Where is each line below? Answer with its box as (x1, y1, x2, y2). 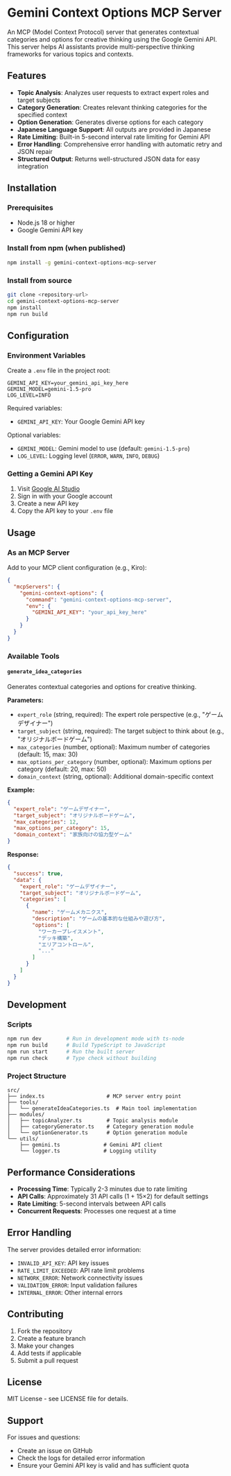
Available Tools (7, 651, 60, 661)
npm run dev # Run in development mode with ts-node (7, 1035, 185, 1043)
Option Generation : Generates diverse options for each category (17, 118, 203, 126)
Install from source (7, 275, 72, 285)
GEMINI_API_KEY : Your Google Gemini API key (17, 417, 145, 426)
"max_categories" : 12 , (13, 818, 79, 826)
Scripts (7, 1020, 33, 1030)
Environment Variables (7, 350, 86, 360)
